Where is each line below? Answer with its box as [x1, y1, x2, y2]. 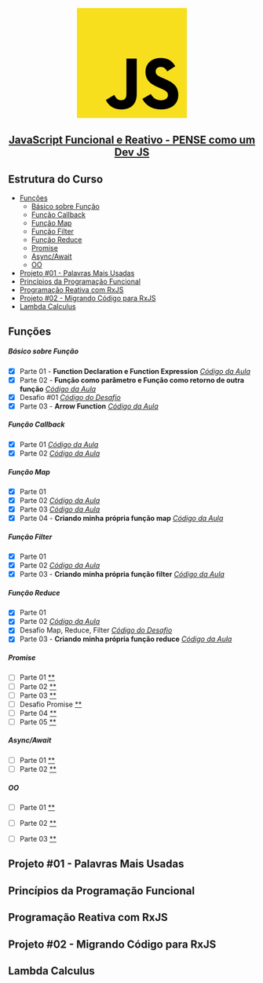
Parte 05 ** [19, 717, 57, 726]
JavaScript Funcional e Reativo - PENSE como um [8, 134, 256, 147]
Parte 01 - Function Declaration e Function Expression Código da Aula [19, 366, 251, 376]
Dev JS [114, 145, 150, 160]
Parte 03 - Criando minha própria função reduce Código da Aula [19, 634, 232, 644]
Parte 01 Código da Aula [19, 439, 99, 449]
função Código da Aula [19, 384, 97, 394]
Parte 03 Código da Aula [19, 504, 100, 514]
